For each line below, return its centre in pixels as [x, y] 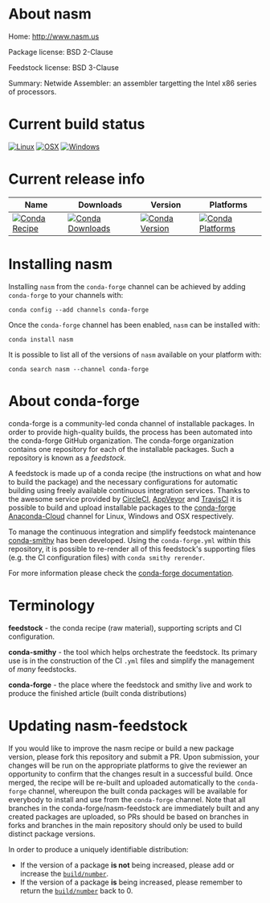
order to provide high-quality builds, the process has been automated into [131, 432]
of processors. [33, 91]
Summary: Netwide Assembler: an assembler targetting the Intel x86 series [133, 83]
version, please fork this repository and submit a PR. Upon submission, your [134, 756]
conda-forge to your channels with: [66, 295]
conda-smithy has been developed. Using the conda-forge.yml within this [130, 540]
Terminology [51, 605]
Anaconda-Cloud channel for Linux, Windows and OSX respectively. [121, 516]
